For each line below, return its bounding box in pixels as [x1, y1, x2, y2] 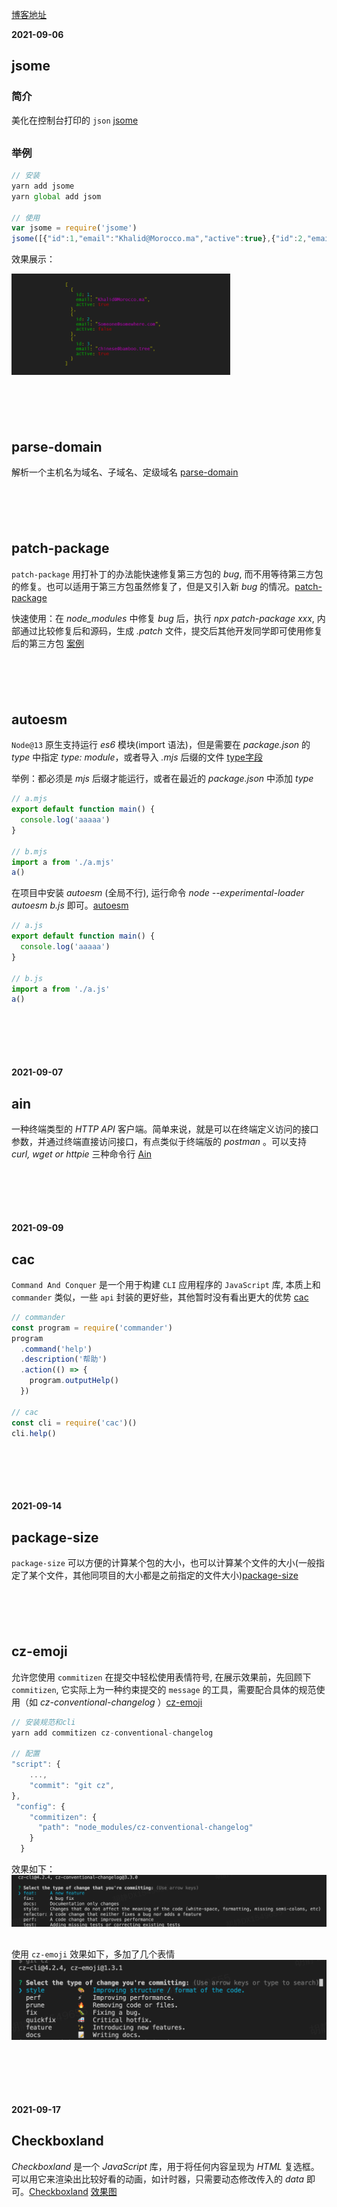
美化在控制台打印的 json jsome [11, 114, 139, 126]
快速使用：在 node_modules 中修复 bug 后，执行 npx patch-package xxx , [11, 612, 315, 624]
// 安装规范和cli [11, 1717, 76, 1727]
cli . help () [11, 1428, 57, 1438]
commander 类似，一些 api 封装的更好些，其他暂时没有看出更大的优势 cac [11, 1291, 309, 1303]
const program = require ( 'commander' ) [11, 1323, 173, 1333]
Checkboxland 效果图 [29, 2185, 118, 2197]
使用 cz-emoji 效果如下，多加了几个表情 [11, 1948, 176, 1960]
